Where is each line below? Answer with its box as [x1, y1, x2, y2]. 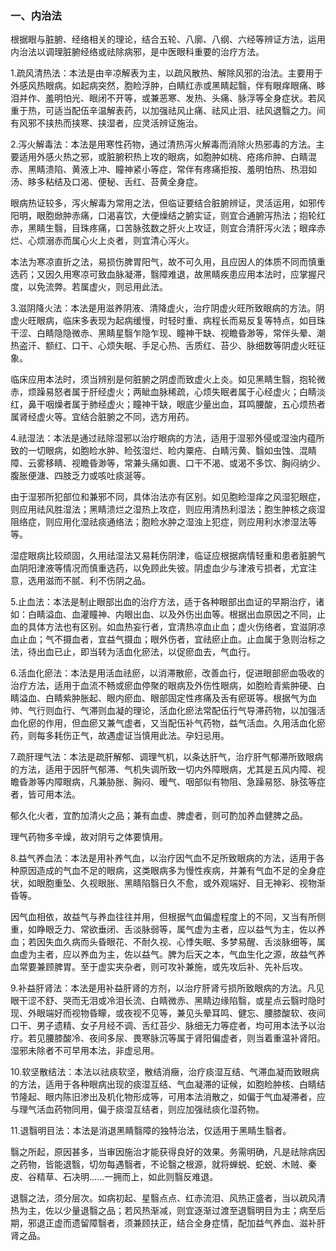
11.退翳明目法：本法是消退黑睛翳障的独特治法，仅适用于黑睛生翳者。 [10, 1125, 292, 1137]
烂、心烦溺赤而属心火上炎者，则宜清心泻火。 [10, 235, 195, 247]
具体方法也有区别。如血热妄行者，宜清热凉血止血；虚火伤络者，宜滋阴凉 [27, 621, 326, 633]
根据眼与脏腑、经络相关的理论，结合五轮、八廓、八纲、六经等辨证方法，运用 [10, 33, 326, 46]
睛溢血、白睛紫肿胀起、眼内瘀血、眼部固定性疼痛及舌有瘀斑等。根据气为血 [10, 692, 317, 704]
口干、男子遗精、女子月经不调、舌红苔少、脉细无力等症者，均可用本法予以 [10, 1020, 317, 1032]
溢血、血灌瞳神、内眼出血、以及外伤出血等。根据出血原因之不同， [44, 608, 317, 621]
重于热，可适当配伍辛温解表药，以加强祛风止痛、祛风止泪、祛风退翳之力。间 [10, 105, 326, 117]
